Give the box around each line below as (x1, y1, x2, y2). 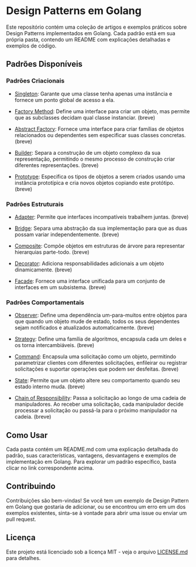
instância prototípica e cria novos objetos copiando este (14, 179, 150, 186)
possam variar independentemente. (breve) (14, 230, 119, 238)
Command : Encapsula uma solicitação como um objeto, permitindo (14, 353, 177, 360)
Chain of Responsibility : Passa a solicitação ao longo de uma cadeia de (14, 395, 186, 402)
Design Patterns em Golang (6, 4, 142, 18)
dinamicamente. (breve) (14, 266, 73, 273)
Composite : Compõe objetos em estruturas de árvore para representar (14, 242, 185, 249)
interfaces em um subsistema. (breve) (14, 283, 106, 291)
